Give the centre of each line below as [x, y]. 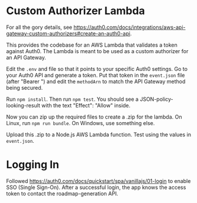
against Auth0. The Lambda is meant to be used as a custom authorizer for [97, 51]
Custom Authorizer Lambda [75, 11]
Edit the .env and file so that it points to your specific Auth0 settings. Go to [97, 68]
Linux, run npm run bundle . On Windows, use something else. [80, 123]
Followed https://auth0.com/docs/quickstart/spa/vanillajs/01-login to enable [98, 181]
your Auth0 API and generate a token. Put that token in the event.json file [96, 75]
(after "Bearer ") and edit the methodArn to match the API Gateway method [96, 81]
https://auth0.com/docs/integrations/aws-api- [130, 27]
